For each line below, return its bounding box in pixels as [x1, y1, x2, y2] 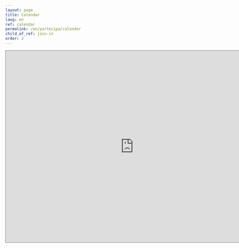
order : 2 [5, 36, 24, 41]
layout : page [5, 7, 33, 13]
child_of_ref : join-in [5, 31, 54, 36]
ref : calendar [5, 21, 36, 27]
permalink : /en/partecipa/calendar [5, 27, 81, 32]
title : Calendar [5, 12, 40, 17]
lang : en [5, 17, 24, 22]
